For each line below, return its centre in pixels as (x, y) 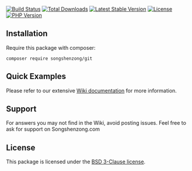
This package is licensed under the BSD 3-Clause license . (76, 162)
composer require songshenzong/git (49, 59)
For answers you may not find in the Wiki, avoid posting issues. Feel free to (96, 123)
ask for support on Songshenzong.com (53, 129)
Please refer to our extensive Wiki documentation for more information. (91, 90)
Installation (27, 34)
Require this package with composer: (51, 47)
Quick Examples (36, 76)
